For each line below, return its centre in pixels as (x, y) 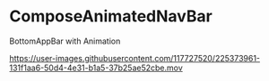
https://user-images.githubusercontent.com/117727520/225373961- (135, 58)
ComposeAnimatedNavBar (111, 16)
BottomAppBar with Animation (65, 41)
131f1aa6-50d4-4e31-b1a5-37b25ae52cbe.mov (96, 68)
